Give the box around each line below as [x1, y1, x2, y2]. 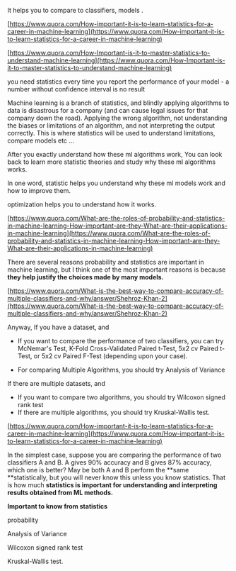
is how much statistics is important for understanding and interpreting [7, 481, 218, 489]
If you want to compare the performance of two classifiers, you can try [17, 337, 224, 345]
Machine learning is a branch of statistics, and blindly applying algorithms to [7, 99, 230, 107]
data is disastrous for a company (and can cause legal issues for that [7, 106, 208, 114]
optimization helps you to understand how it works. [7, 200, 157, 209]
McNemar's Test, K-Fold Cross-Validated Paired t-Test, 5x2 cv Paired [17, 344, 219, 353]
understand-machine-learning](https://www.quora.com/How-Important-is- [7, 56, 225, 65]
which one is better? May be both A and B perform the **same [7, 466, 189, 474]
